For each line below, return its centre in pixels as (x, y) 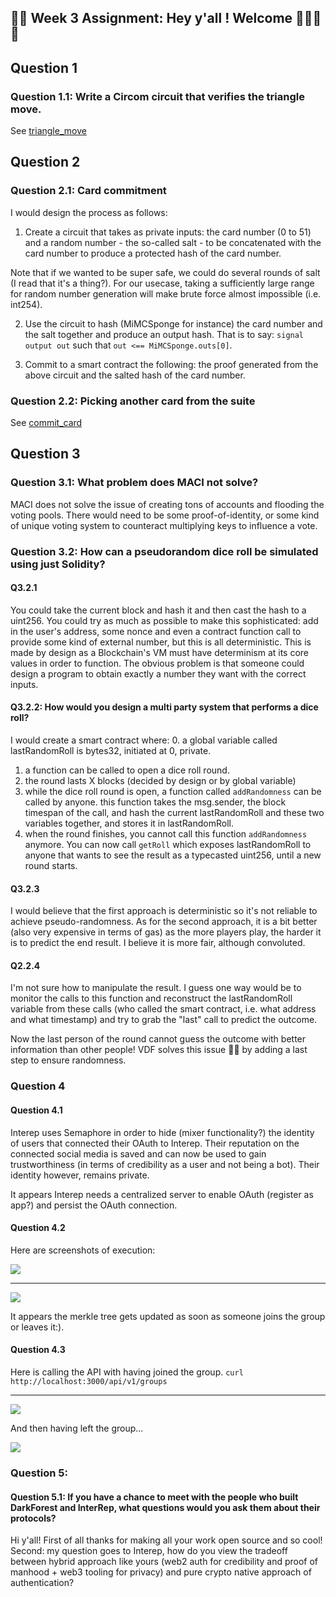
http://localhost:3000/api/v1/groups (89, 1382)
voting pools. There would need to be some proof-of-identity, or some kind (165, 515)
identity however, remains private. (80, 1175)
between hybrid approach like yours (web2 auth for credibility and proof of (164, 1562)
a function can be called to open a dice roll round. (127, 770)
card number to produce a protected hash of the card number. (153, 253)
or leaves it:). (37, 1327)
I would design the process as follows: (89, 212)
